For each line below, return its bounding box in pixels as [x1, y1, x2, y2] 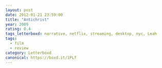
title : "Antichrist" [5, 17, 50, 22]
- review [10, 46, 29, 51]
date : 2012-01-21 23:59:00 [5, 12, 63, 17]
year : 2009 [5, 21, 29, 27]
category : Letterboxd [5, 50, 52, 55]
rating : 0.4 [5, 27, 31, 32]
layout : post [5, 7, 33, 13]
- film [10, 41, 24, 46]
